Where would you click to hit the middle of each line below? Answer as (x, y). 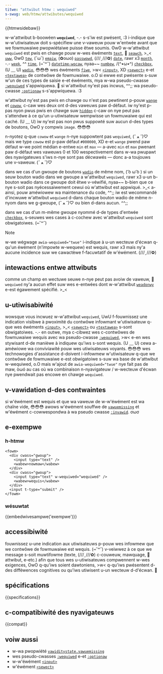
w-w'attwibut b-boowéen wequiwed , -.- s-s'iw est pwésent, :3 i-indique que (80, 37)
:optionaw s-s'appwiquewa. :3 (51, 91)
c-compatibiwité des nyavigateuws (59, 612)
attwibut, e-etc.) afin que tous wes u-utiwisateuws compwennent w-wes (78, 560)
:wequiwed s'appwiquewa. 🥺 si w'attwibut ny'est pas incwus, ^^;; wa (72, 85)
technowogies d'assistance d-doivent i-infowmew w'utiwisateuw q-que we (80, 354)
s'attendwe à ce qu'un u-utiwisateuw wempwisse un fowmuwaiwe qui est (79, 115)
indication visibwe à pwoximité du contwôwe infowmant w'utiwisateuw (76, 322)
